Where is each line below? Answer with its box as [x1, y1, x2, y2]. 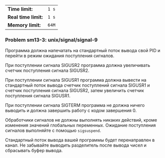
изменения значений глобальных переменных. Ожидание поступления [5, 123, 156, 128]
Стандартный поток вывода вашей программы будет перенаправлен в [5, 137, 155, 143]
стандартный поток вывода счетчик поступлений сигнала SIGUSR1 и [5, 82, 150, 88]
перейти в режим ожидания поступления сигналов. [5, 53, 115, 59]
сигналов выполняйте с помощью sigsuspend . [5, 127, 101, 133]
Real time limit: [7, 14, 43, 20]
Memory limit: [7, 22, 41, 29]
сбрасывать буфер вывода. [5, 148, 63, 154]
